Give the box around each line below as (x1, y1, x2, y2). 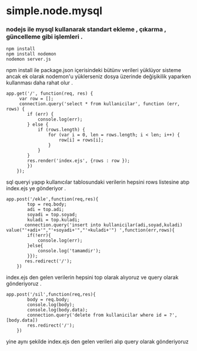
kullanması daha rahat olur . (6, 79, 74, 86)
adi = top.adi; (27, 207, 65, 213)
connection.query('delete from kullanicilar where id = (27, 312, 167, 318)
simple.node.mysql (6, 4, 103, 18)
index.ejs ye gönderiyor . (6, 185, 66, 192)
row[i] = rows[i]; (58, 137, 104, 143)
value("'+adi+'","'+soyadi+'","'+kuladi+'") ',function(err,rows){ (6, 227, 175, 233)
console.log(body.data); (27, 307, 88, 313)
